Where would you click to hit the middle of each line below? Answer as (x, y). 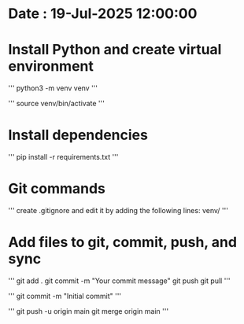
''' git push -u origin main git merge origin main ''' (89, 311)
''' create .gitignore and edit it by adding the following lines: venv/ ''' (118, 210)
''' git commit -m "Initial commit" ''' (65, 296)
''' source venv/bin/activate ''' (56, 104)
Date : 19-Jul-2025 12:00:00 (103, 14)
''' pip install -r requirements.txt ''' (63, 157)
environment (51, 66)
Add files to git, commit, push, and (123, 243)
